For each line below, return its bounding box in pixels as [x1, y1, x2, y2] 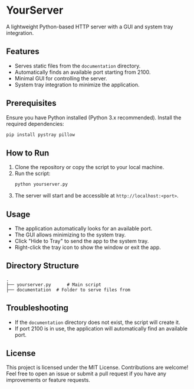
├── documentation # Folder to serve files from [6, 287, 131, 293]
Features [6, 47, 40, 57]
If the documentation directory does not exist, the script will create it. [14, 319, 180, 326]
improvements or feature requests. [6, 377, 90, 384]
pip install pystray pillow [6, 131, 75, 138]
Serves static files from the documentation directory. [14, 62, 141, 69]
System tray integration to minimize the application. [14, 81, 140, 88]
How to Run [6, 148, 50, 158]
